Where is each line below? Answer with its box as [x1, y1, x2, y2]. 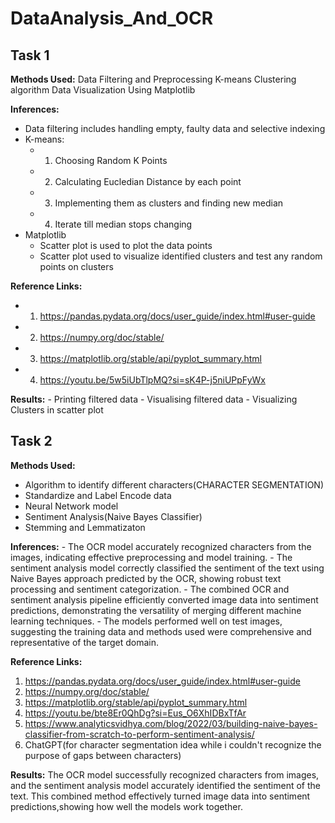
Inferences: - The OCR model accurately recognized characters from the [10, 540, 312, 552]
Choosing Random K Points [54, 155, 168, 166]
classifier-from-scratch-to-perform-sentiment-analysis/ [24, 728, 255, 740]
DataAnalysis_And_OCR [10, 7, 214, 30]
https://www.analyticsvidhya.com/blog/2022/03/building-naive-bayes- [24, 717, 318, 729]
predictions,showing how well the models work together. [10, 800, 243, 812]
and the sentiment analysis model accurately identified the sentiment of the [10, 779, 322, 791]
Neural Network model [24, 500, 119, 512]
